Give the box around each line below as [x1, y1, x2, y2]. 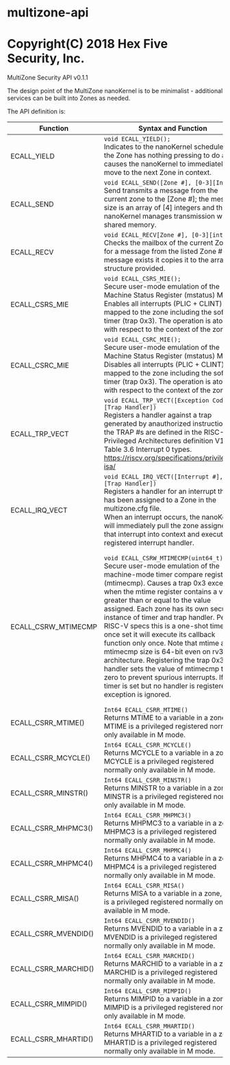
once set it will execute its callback [103, 630, 216, 639]
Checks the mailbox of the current [103, 238, 214, 248]
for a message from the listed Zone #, [103, 247, 225, 256]
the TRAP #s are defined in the [103, 427, 203, 437]
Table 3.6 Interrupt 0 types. [103, 444, 192, 454]
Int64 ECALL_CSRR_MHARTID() [103, 1022, 195, 1030]
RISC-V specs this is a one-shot [103, 621, 209, 631]
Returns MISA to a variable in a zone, [103, 889, 222, 898]
